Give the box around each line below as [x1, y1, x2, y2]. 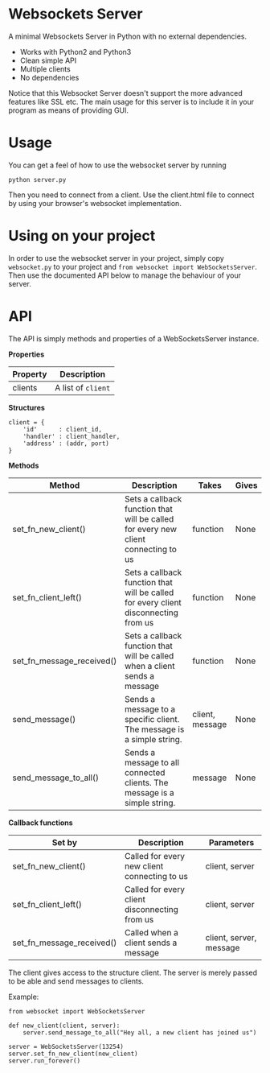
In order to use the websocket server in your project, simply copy [8, 253, 225, 262]
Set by [51, 836, 78, 848]
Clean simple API [19, 56, 77, 65]
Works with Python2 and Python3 [19, 47, 132, 56]
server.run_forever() [8, 1056, 81, 1065]
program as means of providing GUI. [8, 105, 129, 115]
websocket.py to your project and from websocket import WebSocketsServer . [8, 262, 257, 271]
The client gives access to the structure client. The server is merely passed [8, 968, 258, 977]
